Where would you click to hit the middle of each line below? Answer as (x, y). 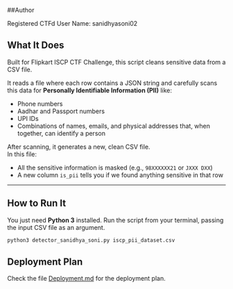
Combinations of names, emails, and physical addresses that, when (113, 126)
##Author (21, 10)
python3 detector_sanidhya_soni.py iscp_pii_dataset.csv (91, 240)
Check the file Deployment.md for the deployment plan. (86, 279)
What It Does (36, 46)
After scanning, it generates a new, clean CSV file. (79, 147)
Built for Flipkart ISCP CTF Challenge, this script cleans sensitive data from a (116, 62)
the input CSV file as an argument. (56, 227)
